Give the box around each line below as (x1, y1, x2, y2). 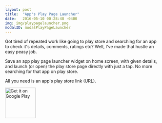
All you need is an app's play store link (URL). (5, 78, 96, 84)
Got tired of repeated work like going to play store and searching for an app (5, 38, 157, 44)
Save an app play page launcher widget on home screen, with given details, (5, 58, 157, 64)
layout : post (5, 7, 32, 12)
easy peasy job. (5, 49, 37, 55)
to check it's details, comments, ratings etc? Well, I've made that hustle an (5, 44, 154, 50)
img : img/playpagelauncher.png (5, 20, 69, 26)
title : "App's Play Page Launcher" (5, 12, 80, 17)
